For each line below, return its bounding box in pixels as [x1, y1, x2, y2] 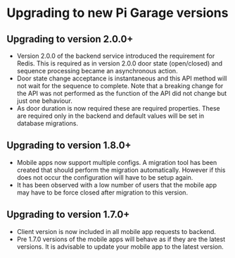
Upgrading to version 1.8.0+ [6, 140, 132, 152]
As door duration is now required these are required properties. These [16, 104, 220, 112]
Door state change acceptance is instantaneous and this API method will [16, 74, 227, 82]
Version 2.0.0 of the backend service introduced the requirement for [16, 51, 215, 60]
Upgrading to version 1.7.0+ [6, 209, 130, 221]
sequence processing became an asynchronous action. [16, 67, 178, 75]
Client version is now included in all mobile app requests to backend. [16, 227, 216, 235]
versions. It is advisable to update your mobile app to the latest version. [16, 242, 224, 251]
